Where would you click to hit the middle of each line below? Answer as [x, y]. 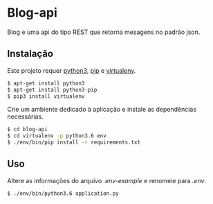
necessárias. [25, 117]
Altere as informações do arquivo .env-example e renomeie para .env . [106, 180]
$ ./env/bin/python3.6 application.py [63, 193]
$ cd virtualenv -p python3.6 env [57, 136]
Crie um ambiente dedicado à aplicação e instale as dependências [102, 110]
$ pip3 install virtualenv [46, 96]
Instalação [30, 54]
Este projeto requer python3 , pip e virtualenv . [72, 70]
